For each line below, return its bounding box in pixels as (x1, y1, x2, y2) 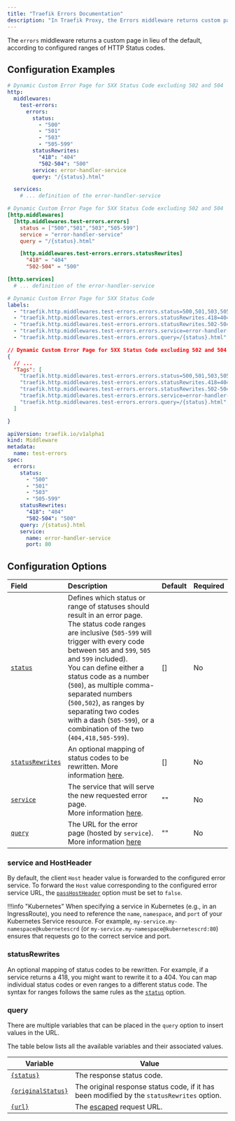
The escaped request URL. (74, 1102, 163, 1112)
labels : (7, 302, 30, 309)
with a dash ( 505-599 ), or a (67, 715, 155, 725)
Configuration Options (7, 560, 107, 572)
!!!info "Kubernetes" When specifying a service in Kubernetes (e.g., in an (7, 902, 217, 910)
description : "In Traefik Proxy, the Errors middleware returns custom (7, 17, 220, 24)
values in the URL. (7, 1029, 59, 1037)
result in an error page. (67, 610, 143, 620)
